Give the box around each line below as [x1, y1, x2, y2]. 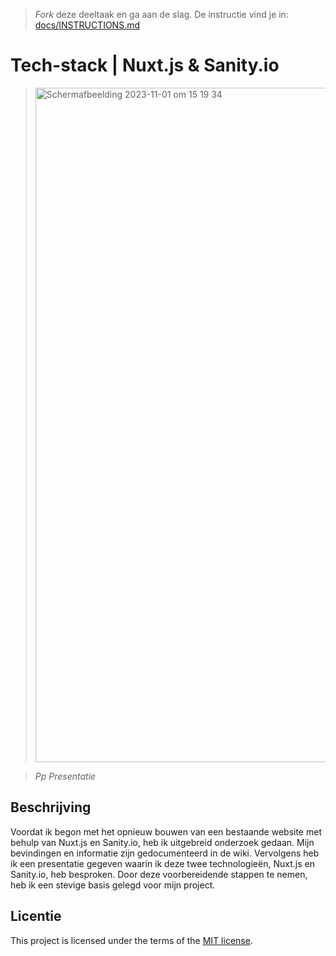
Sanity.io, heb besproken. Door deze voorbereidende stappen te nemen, [10, 868, 308, 880]
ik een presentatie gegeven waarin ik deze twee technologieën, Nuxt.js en [10, 857, 315, 869]
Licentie [10, 908, 62, 925]
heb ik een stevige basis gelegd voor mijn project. [10, 879, 216, 891]
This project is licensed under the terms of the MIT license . [10, 934, 253, 946]
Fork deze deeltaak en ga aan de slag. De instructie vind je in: [34, 9, 289, 20]
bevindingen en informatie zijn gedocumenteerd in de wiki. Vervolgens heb [10, 847, 320, 859]
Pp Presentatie [34, 770, 97, 782]
